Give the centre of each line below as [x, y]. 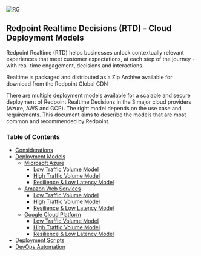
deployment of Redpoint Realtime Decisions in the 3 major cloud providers [99, 102]
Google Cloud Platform [53, 215]
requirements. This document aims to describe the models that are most [96, 115]
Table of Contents [33, 136]
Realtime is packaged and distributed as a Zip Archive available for [89, 77]
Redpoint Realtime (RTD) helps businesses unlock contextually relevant [95, 52]
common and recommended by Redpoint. [58, 121]
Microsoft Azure [44, 163]
